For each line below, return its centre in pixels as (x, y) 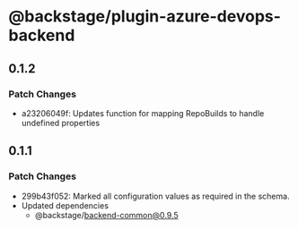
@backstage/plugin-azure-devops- (145, 17)
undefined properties (61, 123)
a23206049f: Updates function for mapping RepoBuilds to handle (143, 113)
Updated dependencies (65, 205)
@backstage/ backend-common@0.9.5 (106, 215)
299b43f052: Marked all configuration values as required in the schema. (155, 196)
